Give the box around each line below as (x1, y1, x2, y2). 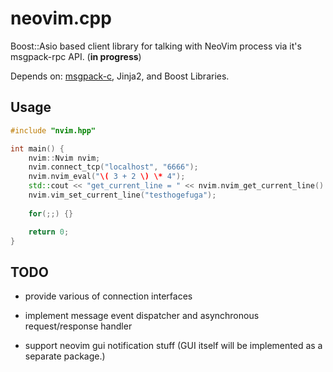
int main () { (10, 143, 65, 154)
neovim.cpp (10, 7, 112, 30)
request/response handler (24, 320, 133, 332)
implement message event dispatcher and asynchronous (24, 310, 260, 322)
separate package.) (24, 350, 106, 362)
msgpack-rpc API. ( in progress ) (10, 50, 142, 62)
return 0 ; (28, 227, 70, 237)
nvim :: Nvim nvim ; (28, 153, 101, 163)
